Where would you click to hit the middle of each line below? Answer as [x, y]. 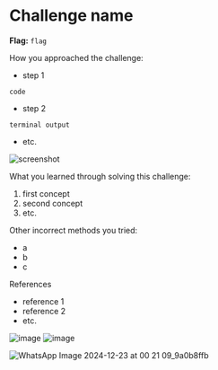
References [31, 284]
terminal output [39, 125]
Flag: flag [28, 40]
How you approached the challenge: [76, 57]
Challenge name [71, 16]
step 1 [33, 75]
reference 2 [44, 311]
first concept [46, 193]
